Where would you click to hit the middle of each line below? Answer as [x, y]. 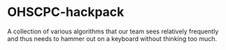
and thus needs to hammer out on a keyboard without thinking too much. [112, 38]
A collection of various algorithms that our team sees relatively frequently [113, 31]
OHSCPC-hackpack [66, 12]
